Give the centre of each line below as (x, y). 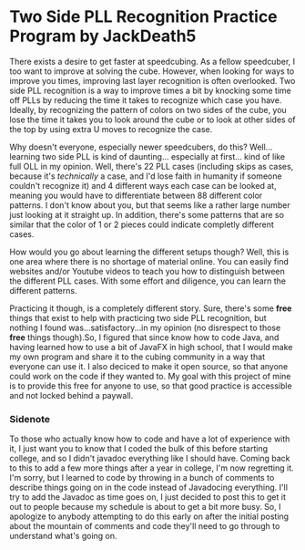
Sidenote (30, 419)
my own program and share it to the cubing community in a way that (137, 357)
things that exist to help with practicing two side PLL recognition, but (138, 317)
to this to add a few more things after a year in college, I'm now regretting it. (152, 468)
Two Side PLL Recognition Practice (143, 17)
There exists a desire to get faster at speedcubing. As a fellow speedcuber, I (152, 61)
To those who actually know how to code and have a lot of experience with (150, 439)
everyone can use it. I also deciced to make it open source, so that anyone (149, 366)
